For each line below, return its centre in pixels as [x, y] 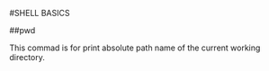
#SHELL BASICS [40, 13]
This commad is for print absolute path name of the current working [135, 48]
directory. [27, 57]
